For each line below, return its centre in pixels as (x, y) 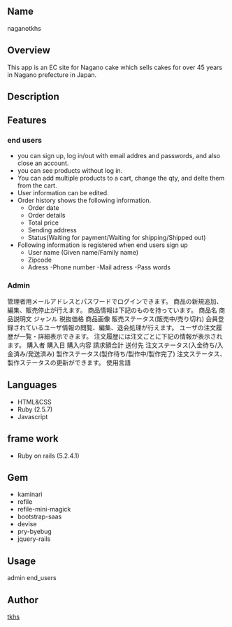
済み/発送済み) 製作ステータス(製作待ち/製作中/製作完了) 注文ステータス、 (119, 354)
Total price (43, 223)
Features (27, 121)
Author (23, 600)
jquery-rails (34, 539)
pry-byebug (35, 532)
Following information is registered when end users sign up (102, 245)
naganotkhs (24, 28)
